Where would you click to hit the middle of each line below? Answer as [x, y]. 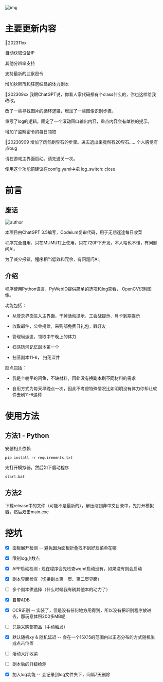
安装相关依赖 [18, 448]
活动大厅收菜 [25, 654]
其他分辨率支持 [20, 63]
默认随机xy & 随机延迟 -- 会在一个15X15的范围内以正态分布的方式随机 [81, 637]
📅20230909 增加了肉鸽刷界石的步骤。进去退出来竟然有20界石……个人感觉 [80, 142]
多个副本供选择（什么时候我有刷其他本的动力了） [61, 589]
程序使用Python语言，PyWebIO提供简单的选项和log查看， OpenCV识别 [76, 289]
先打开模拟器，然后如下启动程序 [37, 467]
